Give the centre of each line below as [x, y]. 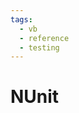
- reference [44, 38]
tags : [21, 19]
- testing [39, 47]
